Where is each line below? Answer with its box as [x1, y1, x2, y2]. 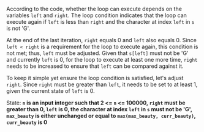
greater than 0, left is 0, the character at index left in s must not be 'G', [6, 106, 192, 112]
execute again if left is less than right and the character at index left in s [6, 18, 195, 25]
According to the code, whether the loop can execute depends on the [6, 5, 183, 12]
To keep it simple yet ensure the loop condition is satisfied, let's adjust [6, 75, 184, 81]
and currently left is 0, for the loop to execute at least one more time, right [6, 56, 198, 63]
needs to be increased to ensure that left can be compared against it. [6, 62, 184, 70]
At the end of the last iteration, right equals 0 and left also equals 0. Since [6, 37, 197, 43]
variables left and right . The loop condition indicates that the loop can [6, 12, 187, 19]
